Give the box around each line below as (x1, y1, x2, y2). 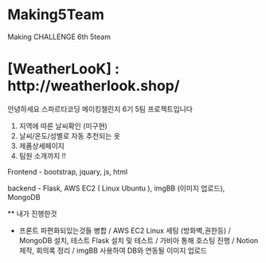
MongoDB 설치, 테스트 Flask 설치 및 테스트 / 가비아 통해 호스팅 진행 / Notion (18, 235, 259, 245)
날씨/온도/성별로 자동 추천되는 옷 (18, 131, 121, 140)
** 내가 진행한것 (7, 209, 57, 218)
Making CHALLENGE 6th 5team (7, 32, 111, 41)
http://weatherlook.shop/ (7, 77, 180, 95)
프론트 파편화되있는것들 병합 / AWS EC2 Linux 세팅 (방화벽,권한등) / (18, 226, 232, 235)
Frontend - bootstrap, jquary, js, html (7, 167, 128, 176)
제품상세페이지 (18, 141, 65, 151)
